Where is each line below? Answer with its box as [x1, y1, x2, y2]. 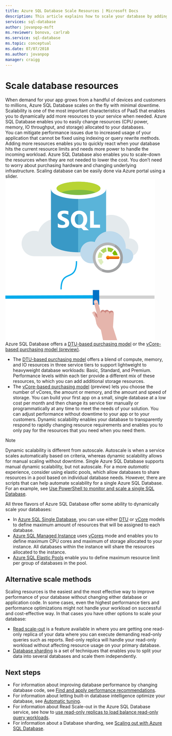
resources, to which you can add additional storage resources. [12, 378, 145, 384]
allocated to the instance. [12, 549, 67, 555]
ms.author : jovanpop [5, 51, 50, 57]
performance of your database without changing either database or [5, 594, 147, 600]
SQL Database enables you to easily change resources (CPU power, [5, 119, 149, 125]
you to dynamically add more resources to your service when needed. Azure [5, 113, 167, 119]
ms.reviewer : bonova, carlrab [5, 30, 70, 35]
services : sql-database [5, 19, 56, 24]
